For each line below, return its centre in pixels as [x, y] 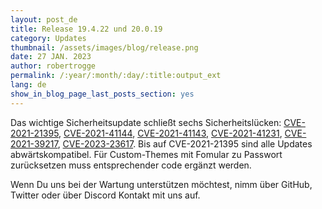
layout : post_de [44, 19]
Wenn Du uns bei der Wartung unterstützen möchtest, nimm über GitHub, [161, 184]
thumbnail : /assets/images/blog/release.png [104, 47]
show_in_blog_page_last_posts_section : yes [102, 94]
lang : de [28, 85]
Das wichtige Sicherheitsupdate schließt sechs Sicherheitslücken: [146, 122]
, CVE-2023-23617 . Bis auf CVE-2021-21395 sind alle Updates [185, 143]
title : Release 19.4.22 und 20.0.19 [86, 29]
